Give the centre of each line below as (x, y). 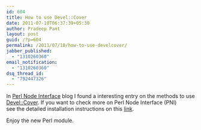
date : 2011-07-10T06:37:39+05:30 (48, 23)
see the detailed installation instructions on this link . (70, 109)
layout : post (22, 34)
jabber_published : (29, 51)
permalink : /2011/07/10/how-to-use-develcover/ (67, 46)
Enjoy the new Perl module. (40, 120)
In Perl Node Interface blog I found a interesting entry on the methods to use (100, 96)
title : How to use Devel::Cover (46, 17)
